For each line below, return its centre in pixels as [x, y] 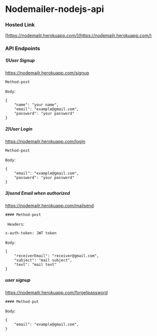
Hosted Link [20, 25]
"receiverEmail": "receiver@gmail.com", [57, 256]
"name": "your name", [36, 105]
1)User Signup [20, 60]
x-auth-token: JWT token [31, 233]
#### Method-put [22, 302]
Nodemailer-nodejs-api [55, 9]
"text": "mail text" [35, 265]
